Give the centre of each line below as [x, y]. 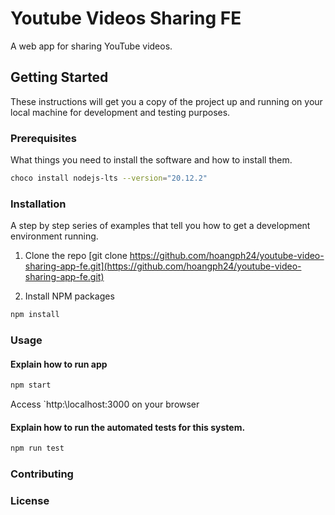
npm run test [37, 448]
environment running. [54, 236]
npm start [31, 385]
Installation [38, 204]
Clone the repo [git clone [76, 256]
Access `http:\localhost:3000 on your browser [105, 404]
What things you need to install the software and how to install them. [151, 160]
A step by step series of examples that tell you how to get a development [160, 226]
